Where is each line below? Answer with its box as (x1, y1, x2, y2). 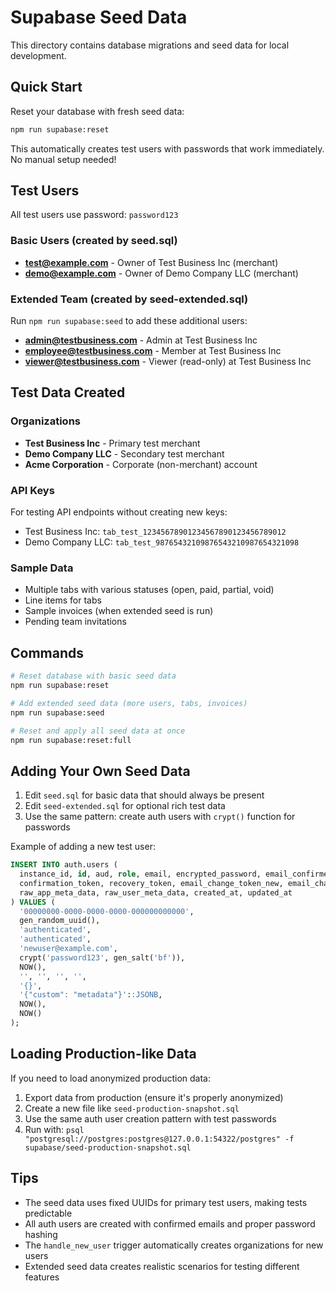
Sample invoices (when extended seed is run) (24, 605, 214, 617)
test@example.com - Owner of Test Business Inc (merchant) (24, 256, 279, 268)
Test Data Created (10, 384, 126, 401)
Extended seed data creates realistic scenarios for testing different (24, 1260, 300, 1272)
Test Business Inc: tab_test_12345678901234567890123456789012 (24, 526, 287, 538)
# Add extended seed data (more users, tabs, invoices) (10, 698, 248, 708)
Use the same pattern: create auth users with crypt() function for (24, 811, 296, 823)
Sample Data (10, 561, 74, 575)
